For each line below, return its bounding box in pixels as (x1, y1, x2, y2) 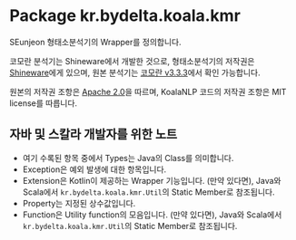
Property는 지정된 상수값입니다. (22, 197, 136, 208)
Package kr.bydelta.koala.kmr (9, 5, 241, 26)
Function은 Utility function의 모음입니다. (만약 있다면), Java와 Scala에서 (22, 209, 282, 220)
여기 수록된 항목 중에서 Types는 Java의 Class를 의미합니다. (22, 152, 234, 163)
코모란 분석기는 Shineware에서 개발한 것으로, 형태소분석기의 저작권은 (9, 55, 255, 66)
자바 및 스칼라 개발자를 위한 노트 (9, 127, 178, 142)
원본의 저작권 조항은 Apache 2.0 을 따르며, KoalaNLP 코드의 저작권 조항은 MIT (9, 86, 287, 97)
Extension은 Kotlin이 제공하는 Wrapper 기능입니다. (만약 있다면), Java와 (22, 175, 281, 186)
